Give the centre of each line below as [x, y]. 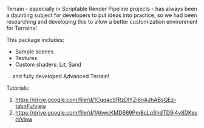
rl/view [24, 119]
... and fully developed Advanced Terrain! [58, 76]
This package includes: [36, 40]
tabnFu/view [31, 106]
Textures [26, 58]
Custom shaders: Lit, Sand [48, 64]
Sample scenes [34, 52]
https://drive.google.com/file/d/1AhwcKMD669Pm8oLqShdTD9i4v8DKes [106, 113]
